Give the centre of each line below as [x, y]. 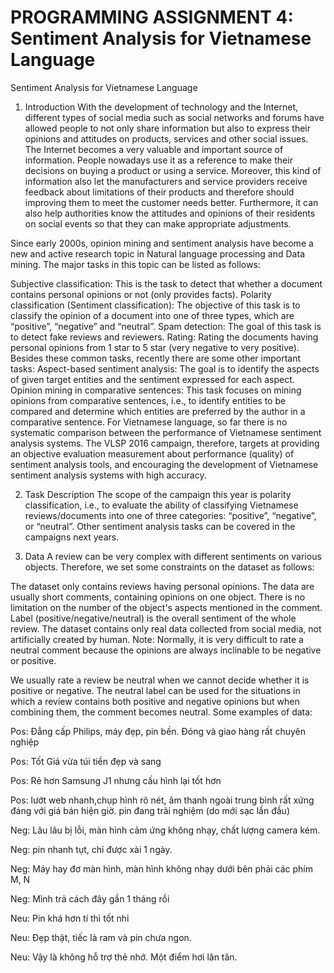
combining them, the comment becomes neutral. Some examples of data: [161, 712]
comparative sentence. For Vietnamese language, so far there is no [149, 422]
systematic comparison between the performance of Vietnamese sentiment [166, 432]
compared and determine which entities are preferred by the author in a [158, 411]
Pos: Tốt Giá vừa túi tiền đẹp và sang [86, 761]
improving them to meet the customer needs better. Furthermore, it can [171, 202]
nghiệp [25, 742]
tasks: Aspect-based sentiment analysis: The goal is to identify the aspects [165, 368]
